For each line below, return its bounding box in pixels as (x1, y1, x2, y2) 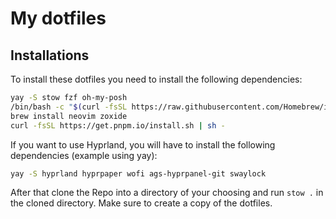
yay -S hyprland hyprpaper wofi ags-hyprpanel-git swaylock (10, 168, 267, 179)
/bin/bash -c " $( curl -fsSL (10, 102, 128, 112)
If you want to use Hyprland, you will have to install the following (10, 138, 276, 151)
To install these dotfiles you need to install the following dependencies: (10, 73, 303, 85)
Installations (10, 47, 90, 64)
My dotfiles (10, 7, 107, 30)
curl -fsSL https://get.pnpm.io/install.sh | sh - (10, 120, 226, 131)
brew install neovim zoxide (10, 111, 128, 121)
